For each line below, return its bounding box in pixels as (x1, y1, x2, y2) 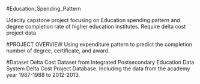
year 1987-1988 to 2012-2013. (6, 71, 80, 78)
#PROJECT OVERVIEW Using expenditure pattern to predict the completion (6, 41, 193, 48)
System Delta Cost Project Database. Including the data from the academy (6, 65, 190, 72)
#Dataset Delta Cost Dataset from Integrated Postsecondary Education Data (6, 59, 195, 66)
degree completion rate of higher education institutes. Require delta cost (6, 23, 186, 30)
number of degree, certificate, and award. (6, 47, 110, 54)
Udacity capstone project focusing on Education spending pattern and (6, 17, 180, 23)
